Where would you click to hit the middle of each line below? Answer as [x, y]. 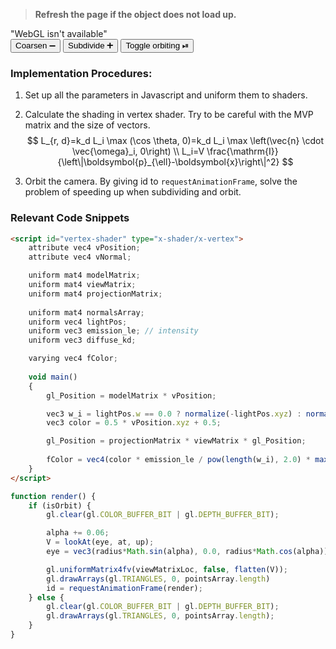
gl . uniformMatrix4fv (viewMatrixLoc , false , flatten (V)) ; [167, 569]
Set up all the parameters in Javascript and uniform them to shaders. [166, 95]
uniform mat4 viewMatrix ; [82, 285]
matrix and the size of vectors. [87, 125]
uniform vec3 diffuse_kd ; [82, 340]
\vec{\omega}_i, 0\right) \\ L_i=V [138, 151]
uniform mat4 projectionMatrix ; [95, 294]
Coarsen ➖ [36, 45]
